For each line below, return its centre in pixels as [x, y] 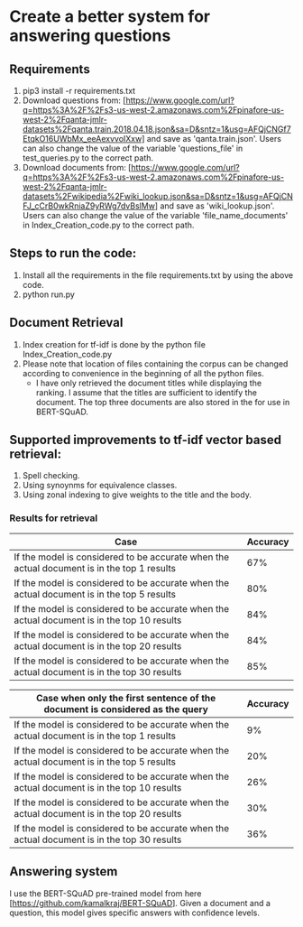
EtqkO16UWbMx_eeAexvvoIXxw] [83, 139]
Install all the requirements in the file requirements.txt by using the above [158, 275]
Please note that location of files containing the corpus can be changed [155, 364]
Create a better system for [110, 17]
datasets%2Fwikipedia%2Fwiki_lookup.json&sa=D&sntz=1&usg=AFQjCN [157, 196]
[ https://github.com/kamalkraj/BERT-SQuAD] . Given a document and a [140, 903]
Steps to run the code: [73, 253]
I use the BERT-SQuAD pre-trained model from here [106, 893]
